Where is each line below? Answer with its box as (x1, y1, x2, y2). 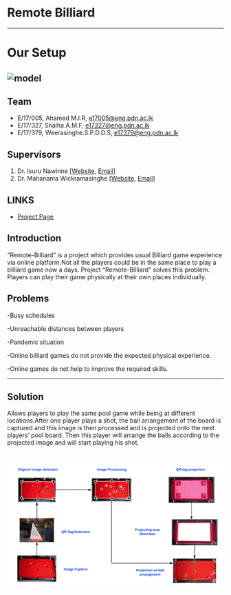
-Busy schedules (7, 311, 55, 319)
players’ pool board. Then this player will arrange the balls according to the (7, 431, 220, 439)
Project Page (16, 212, 54, 221)
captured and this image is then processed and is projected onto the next (7, 424, 215, 432)
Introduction (7, 232, 62, 244)
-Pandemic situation (7, 338, 64, 346)
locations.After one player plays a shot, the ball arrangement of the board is (7, 416, 221, 425)
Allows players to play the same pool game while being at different (7, 409, 196, 418)
